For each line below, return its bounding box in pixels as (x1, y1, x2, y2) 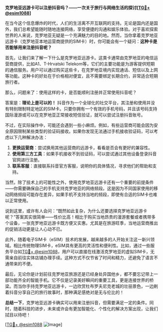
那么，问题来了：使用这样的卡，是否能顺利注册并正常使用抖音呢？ (5, 89, 137, 95)
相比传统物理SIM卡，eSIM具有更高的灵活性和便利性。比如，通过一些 (13, 243, 150, 248)
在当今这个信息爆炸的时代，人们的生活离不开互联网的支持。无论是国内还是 (5, 20, 154, 26)
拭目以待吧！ (5, 312, 31, 317)
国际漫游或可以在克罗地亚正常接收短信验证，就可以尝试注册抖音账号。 (5, 112, 146, 118)
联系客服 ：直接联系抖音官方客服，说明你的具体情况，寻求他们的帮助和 (12, 163, 153, 169)
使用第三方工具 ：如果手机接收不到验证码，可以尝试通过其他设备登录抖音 (12, 151, 157, 157)
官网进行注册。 (12, 157, 42, 162)
